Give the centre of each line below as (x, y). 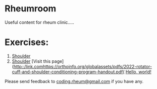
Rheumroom (30, 9)
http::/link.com (28, 66)
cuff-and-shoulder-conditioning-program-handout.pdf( (68, 72)
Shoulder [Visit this (31, 61)
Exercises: (27, 42)
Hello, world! (138, 72)
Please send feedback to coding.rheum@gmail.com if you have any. (74, 81)
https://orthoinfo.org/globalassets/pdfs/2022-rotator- (97, 66)
